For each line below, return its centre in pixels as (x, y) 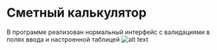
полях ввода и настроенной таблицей (63, 39)
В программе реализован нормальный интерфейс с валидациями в (108, 32)
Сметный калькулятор (77, 13)
